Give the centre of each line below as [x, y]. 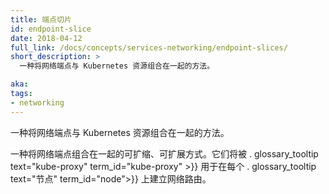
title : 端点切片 [41, 19]
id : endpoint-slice [51, 29]
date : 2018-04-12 [46, 38]
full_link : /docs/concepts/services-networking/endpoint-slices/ [149, 47]
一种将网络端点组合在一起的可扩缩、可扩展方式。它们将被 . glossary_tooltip [164, 153]
